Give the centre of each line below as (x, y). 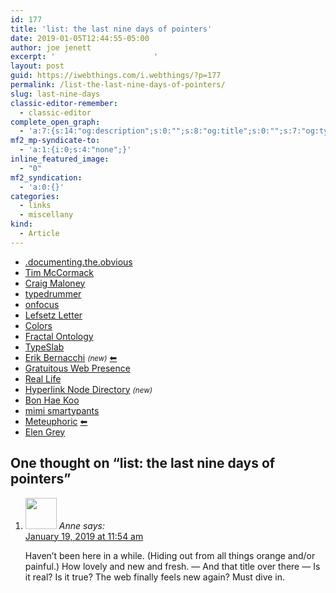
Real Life (43, 378)
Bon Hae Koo (52, 400)
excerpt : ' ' (84, 57)
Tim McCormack (59, 272)
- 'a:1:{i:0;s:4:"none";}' (75, 150)
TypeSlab (44, 347)
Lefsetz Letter (53, 315)
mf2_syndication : (46, 177)
